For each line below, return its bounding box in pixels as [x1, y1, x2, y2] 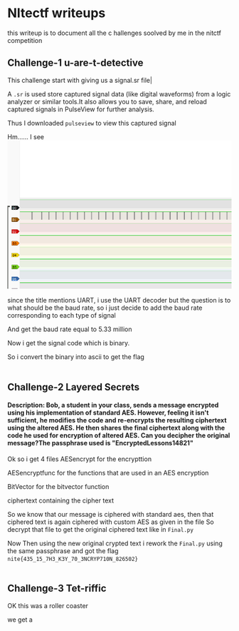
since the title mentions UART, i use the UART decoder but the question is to [7, 296, 231, 305]
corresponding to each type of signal [7, 311, 116, 320]
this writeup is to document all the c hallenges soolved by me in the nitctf [7, 29, 222, 37]
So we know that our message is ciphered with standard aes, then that [7, 510, 214, 518]
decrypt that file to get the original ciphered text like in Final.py [7, 525, 194, 533]
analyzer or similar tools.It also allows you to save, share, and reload [7, 97, 208, 106]
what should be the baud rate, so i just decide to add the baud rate [7, 303, 203, 312]
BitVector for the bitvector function [7, 482, 110, 490]
